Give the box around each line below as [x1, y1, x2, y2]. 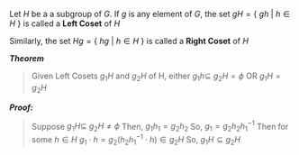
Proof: [9, 102, 34, 113]
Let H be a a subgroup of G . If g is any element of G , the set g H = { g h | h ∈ [9, 9, 291, 19]
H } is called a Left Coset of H [9, 18, 121, 29]
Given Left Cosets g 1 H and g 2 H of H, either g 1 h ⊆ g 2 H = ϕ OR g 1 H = [31, 70, 281, 83]
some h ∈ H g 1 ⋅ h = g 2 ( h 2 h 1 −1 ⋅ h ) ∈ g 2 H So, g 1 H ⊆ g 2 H [31, 132, 241, 147]
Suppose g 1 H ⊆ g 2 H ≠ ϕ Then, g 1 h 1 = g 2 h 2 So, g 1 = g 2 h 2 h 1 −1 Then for [31, 119, 289, 134]
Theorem [9, 53, 45, 63]
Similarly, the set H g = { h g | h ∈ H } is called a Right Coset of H [9, 36, 249, 46]
